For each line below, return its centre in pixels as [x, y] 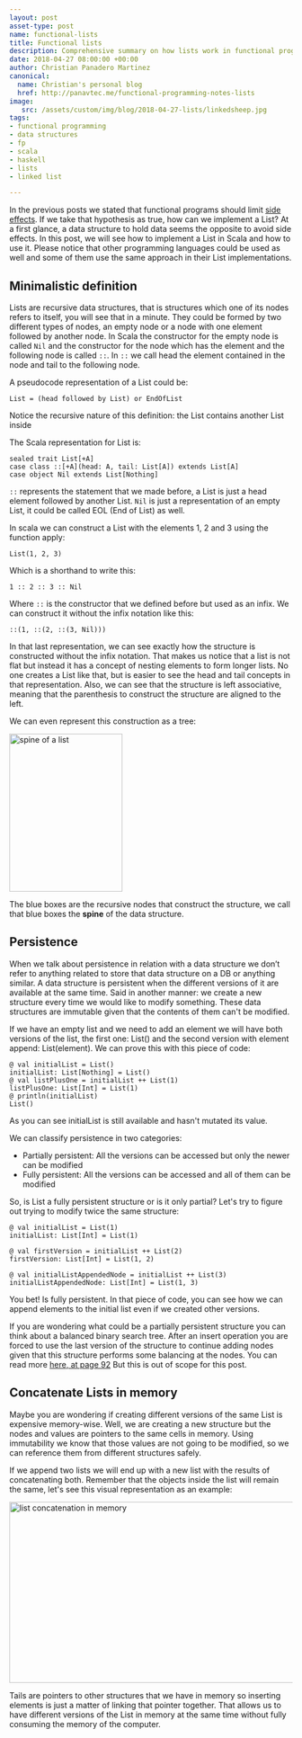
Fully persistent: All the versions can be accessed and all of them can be [156, 1174]
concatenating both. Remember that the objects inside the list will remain [144, 1479]
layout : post [34, 18]
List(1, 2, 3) [36, 554]
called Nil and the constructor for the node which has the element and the [147, 346]
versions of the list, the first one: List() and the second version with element [149, 1038]
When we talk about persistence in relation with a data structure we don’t [145, 964]
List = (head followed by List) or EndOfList [96, 399]
